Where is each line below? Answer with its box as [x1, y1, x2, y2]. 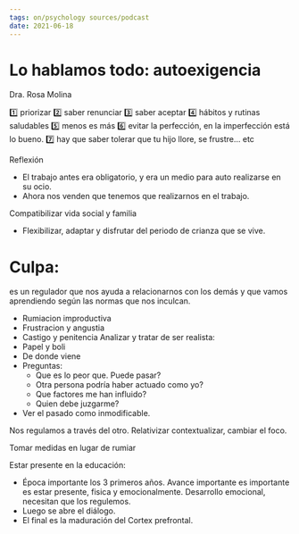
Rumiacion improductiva [21, 313, 112, 324]
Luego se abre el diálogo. [21, 505, 116, 516]
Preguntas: [21, 361, 63, 371]
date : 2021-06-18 [9, 21, 74, 30]
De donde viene [21, 351, 81, 362]
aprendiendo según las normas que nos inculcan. [9, 296, 191, 306]
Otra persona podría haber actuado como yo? [35, 380, 203, 390]
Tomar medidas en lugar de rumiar [9, 443, 137, 454]
